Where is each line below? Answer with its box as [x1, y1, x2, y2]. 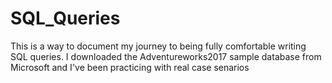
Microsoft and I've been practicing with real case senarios [10, 61, 250, 73]
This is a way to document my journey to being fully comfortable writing [10, 40, 307, 52]
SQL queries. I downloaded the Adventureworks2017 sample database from [10, 50, 322, 62]
